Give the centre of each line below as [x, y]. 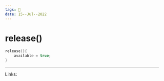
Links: [11, 74]
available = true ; [32, 56]
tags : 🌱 [13, 10]
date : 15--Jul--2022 [26, 14]
